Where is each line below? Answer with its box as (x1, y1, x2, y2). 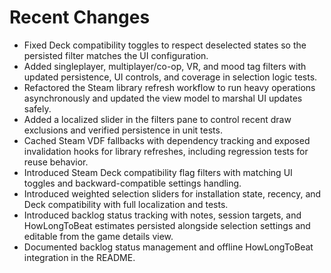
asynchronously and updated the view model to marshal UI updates (23, 92, 303, 104)
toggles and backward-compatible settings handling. (23, 177, 242, 189)
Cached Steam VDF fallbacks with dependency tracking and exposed (23, 134, 311, 146)
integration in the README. (23, 251, 136, 263)
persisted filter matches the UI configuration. (23, 49, 209, 61)
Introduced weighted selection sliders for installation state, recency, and (23, 187, 322, 200)
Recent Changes (9, 6, 151, 29)
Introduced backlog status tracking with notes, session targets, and (23, 209, 302, 221)
